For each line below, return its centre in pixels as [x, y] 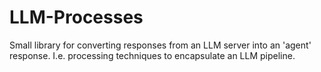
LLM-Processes [76, 17]
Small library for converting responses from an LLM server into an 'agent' [160, 45]
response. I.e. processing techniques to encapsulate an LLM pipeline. [152, 55]
